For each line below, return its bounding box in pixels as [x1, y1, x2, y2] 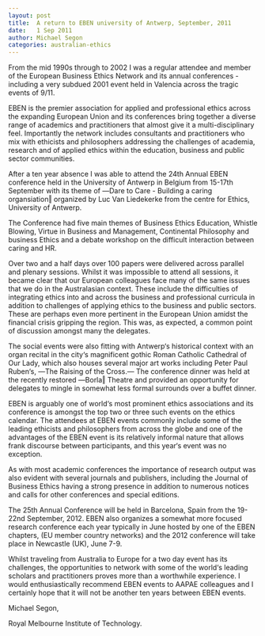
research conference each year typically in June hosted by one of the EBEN [8, 522, 256, 531]
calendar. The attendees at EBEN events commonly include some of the [8, 416, 242, 425]
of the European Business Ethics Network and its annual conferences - [8, 71, 239, 81]
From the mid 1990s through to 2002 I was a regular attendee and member [8, 63, 252, 72]
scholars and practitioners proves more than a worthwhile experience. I [8, 571, 240, 581]
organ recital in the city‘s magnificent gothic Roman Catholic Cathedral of [8, 350, 248, 360]
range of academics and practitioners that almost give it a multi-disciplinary [8, 120, 255, 130]
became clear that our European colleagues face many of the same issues [8, 276, 251, 285]
